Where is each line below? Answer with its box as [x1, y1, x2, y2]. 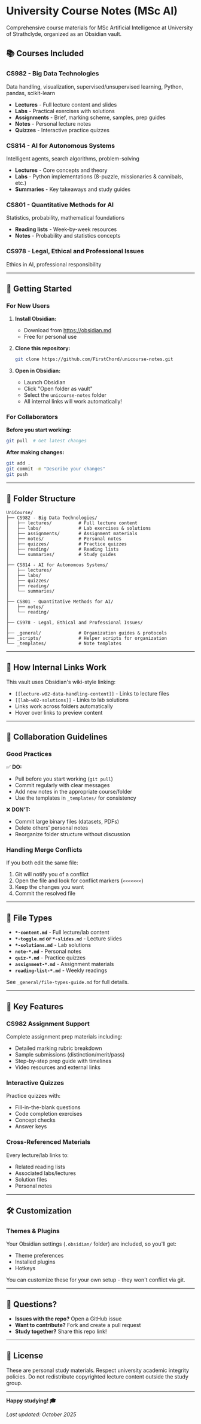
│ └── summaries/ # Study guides [6, 551, 117, 557]
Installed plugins [14, 1258, 56, 1265]
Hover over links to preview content [14, 709, 103, 716]
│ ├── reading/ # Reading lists [6, 546, 119, 552]
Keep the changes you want [14, 883, 84, 891]
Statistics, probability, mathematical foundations [6, 214, 125, 221]
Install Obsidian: [14, 315, 57, 323]
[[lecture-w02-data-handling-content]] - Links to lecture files [14, 690, 169, 697]
